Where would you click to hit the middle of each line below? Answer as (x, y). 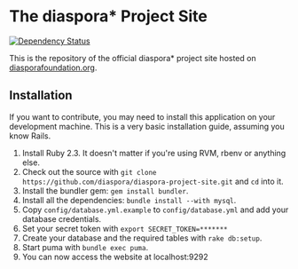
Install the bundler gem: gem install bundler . (105, 190)
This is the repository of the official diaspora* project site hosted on (133, 58)
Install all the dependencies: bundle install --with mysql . (129, 200)
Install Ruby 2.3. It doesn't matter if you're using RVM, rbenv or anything (154, 153)
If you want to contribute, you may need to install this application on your (142, 116)
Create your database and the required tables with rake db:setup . (142, 238)
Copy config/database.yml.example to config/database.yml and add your (155, 210)
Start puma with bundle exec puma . (85, 247)
